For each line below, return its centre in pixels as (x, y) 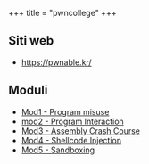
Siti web (31, 41)
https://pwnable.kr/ (56, 62)
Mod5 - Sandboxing (58, 150)
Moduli (28, 90)
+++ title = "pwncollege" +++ (62, 13)
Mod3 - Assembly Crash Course (80, 131)
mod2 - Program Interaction (72, 121)
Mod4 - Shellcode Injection (71, 140)
